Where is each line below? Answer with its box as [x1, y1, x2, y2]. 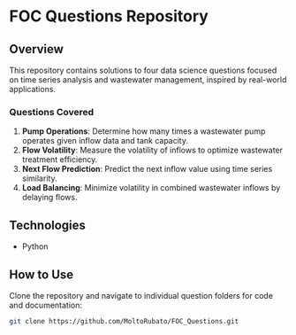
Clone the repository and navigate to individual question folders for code [9, 290, 274, 300]
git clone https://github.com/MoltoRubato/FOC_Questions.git [9, 316, 239, 325]
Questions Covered [9, 105, 95, 118]
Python [21, 241, 49, 252]
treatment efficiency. [21, 154, 98, 165]
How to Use [9, 267, 74, 282]
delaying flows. [21, 192, 78, 203]
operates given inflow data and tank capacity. [21, 136, 188, 146]
